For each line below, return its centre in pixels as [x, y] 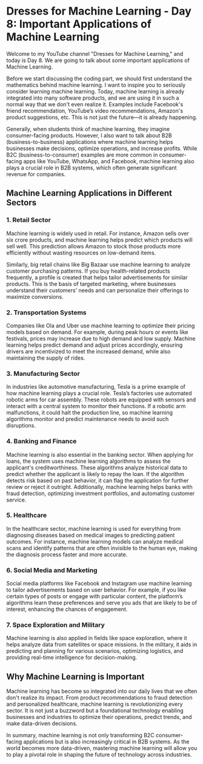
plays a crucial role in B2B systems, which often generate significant [92, 168]
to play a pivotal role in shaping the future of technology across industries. [99, 755]
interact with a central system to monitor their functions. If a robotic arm [96, 406]
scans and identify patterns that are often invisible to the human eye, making [102, 548]
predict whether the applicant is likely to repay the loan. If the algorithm [95, 474]
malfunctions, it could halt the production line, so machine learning [89, 413]
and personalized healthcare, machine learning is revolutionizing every [95, 704]
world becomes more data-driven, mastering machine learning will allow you [102, 748]
